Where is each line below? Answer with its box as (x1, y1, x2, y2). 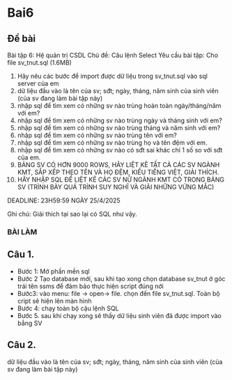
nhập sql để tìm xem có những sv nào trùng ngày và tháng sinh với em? (17, 116, 223, 125)
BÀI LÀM (7, 227, 38, 237)
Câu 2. (7, 339, 37, 351)
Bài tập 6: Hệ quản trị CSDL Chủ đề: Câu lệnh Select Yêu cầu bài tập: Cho (7, 51, 218, 59)
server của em (17, 79, 59, 88)
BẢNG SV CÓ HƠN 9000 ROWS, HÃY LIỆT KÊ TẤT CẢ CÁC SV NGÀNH (17, 161, 220, 168)
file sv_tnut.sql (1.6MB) (7, 58, 72, 67)
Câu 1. (7, 248, 35, 260)
